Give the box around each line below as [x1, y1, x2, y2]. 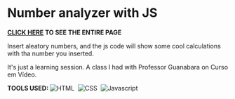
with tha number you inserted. [7, 49, 95, 58]
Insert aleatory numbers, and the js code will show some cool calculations [7, 41, 221, 50]
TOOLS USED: [7, 84, 49, 92]
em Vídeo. [7, 70, 37, 79]
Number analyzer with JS [7, 5, 158, 21]
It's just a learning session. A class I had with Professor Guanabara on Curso [7, 62, 229, 71]
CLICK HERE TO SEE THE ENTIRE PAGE [7, 28, 122, 37]
